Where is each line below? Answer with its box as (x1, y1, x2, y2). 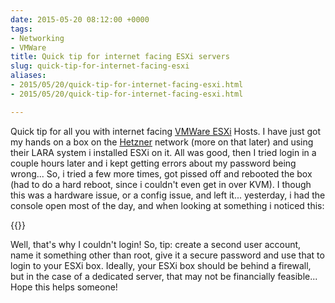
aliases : (10, 71, 47, 81)
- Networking (10, 33, 65, 43)
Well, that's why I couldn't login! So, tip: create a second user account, (10, 238, 302, 250)
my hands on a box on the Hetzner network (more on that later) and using (10, 136, 314, 148)
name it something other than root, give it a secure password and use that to (10, 249, 325, 261)
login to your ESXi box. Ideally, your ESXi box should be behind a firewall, (10, 259, 312, 271)
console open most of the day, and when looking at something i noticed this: (10, 199, 325, 211)
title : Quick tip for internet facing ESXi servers (10, 52, 230, 62)
